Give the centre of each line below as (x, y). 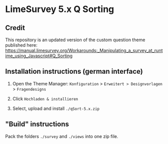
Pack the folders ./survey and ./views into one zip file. (62, 136)
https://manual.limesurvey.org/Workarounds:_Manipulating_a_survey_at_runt (84, 50)
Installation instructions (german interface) (74, 71)
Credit (15, 28)
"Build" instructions (37, 124)
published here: (21, 45)
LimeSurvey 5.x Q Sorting (60, 9)
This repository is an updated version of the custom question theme (75, 40)
